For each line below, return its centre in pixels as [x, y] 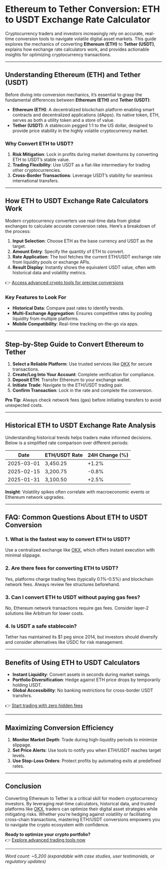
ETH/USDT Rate [64, 455]
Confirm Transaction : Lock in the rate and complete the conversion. [83, 390]
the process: [18, 231]
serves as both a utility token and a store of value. [63, 120]
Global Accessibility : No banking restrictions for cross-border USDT [83, 690]
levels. [19, 755]
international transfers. [36, 181]
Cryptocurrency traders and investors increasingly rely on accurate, [75, 33]
